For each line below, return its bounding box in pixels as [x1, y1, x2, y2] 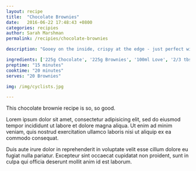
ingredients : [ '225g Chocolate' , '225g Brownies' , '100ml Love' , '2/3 [6, 57, 181, 62]
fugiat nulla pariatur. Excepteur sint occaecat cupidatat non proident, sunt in [6, 152, 189, 159]
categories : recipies [6, 25, 59, 31]
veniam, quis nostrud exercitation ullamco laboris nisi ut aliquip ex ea [6, 128, 171, 135]
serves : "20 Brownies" [6, 73, 61, 79]
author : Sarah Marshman [6, 30, 64, 36]
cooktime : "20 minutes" [6, 68, 64, 74]
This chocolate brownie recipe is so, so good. [6, 104, 116, 111]
